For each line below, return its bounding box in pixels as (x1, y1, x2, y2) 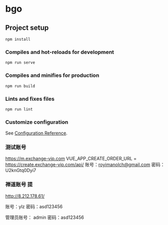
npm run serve (5, 60, 36, 65)
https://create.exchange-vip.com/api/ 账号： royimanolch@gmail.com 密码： (5, 161, 165, 168)
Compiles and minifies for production (5, 72, 99, 79)
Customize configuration (5, 118, 69, 125)
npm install (5, 37, 31, 42)
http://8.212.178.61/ (5, 193, 45, 199)
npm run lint (5, 106, 33, 112)
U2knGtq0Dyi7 (5, 167, 37, 174)
